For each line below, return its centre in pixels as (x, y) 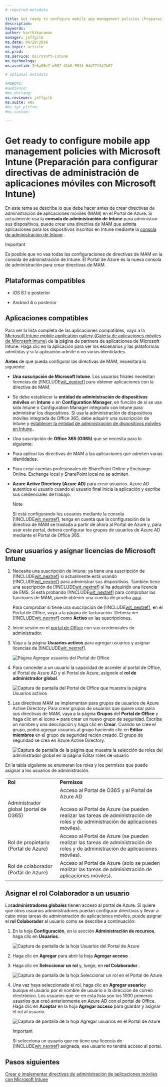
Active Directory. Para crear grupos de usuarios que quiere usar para (83, 708)
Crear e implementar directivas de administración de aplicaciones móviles (81, 1074)
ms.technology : (21, 61)
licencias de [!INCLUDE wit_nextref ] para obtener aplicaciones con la (83, 381)
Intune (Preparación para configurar (82, 162)
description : (19, 24)
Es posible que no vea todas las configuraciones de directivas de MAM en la (84, 254)
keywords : (15, 28)
